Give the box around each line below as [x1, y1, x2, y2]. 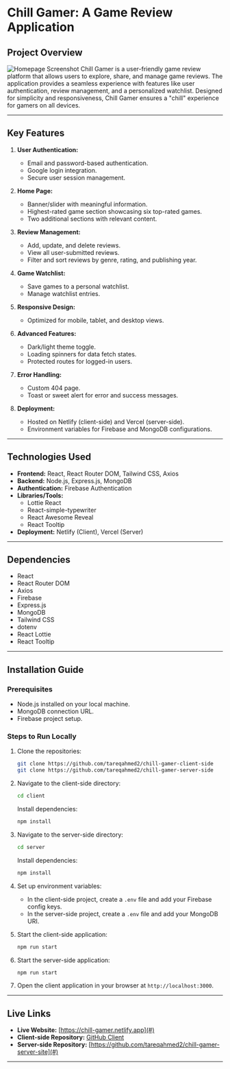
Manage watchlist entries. [27, 289, 101, 297]
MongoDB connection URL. [16, 707, 94, 715]
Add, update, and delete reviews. [27, 241, 121, 249]
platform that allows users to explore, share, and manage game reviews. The [7, 72, 223, 80]
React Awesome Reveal [27, 513, 94, 521]
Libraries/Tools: [16, 491, 64, 500]
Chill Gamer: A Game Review [7, 5, 173, 21]
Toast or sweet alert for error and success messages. [27, 391, 179, 399]
